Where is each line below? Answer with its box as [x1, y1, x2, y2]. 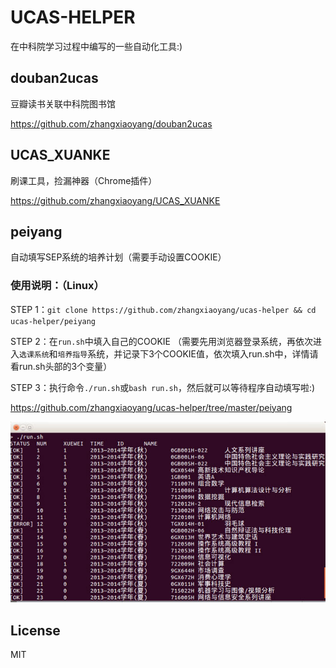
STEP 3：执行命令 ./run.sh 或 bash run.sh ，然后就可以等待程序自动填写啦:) [10, 381, 316, 393]
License [10, 622, 61, 639]
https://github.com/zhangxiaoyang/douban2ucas [10, 117, 213, 130]
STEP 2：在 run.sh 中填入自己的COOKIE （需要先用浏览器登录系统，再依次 [10, 335, 313, 347]
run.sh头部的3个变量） [18, 360, 113, 372]
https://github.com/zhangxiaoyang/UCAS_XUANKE [10, 194, 221, 206]
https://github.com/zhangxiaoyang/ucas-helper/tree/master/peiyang [10, 401, 293, 413]
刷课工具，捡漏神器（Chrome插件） [10, 174, 158, 186]
